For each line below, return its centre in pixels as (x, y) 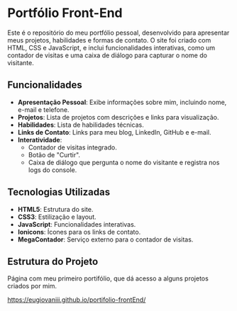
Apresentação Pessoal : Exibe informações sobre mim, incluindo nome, (122, 102)
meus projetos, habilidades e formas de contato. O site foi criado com (109, 40)
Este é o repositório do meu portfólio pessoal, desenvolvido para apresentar (118, 33)
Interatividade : (40, 140)
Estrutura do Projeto (53, 261)
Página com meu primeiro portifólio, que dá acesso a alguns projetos (108, 278)
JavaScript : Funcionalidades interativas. (77, 224)
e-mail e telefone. (43, 109)
